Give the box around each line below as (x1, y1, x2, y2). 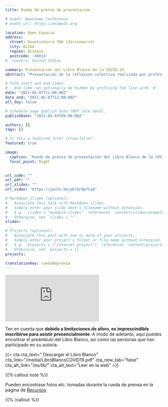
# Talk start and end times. (5, 81, 66, 86)
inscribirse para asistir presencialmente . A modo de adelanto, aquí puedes (5, 331, 161, 337)
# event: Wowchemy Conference (5, 16, 68, 22)
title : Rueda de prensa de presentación (5, 7, 91, 13)
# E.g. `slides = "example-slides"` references (5, 210, 111, 215)
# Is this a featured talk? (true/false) (5, 136, 93, 141)
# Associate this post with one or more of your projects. (5, 233, 135, 238)
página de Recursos (5, 387, 46, 393)
